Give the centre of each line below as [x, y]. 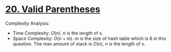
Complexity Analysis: [27, 23]
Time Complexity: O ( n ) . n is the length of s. [58, 33]
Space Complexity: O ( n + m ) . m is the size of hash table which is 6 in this [89, 38]
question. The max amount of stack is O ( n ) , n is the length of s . [79, 43]
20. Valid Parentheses [53, 9]
